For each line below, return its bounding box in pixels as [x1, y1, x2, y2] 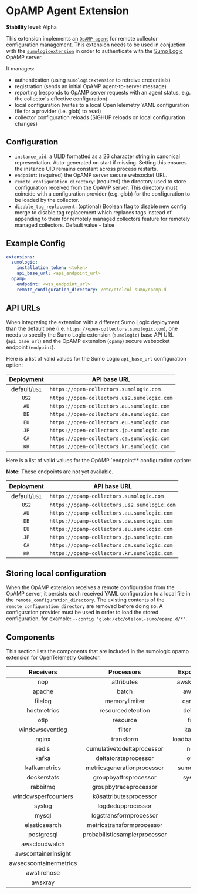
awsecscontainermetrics [9, 859, 77, 868]
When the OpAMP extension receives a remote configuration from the [6, 584, 175, 591]
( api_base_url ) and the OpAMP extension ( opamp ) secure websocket [6, 337, 170, 344]
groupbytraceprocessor [91, 783, 158, 791]
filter [118, 725, 131, 734]
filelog [34, 697, 52, 705]
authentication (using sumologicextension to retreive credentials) [14, 76, 171, 83]
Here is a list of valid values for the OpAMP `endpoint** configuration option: [6, 456, 191, 463]
